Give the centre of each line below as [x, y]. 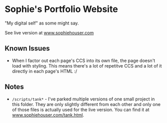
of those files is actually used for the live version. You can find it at [80, 109]
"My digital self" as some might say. [42, 23]
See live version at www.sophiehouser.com [49, 32]
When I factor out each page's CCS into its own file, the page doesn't [83, 60]
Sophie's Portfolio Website [61, 9]
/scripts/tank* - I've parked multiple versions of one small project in [83, 99]
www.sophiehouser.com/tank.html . [48, 115]
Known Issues [27, 48]
